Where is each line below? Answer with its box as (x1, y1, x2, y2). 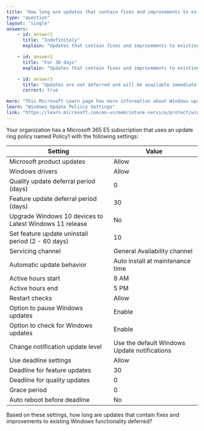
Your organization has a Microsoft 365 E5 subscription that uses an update (6, 126, 193, 134)
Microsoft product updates (9, 157, 86, 166)
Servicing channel (9, 246, 61, 255)
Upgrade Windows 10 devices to (9, 212, 103, 220)
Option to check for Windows (9, 321, 93, 330)
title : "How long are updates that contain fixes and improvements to (6, 8, 189, 15)
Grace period (9, 385, 47, 394)
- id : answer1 (17, 32, 53, 38)
